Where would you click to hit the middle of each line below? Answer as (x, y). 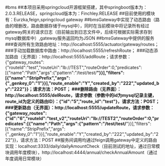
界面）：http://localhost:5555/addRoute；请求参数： (79, 57)
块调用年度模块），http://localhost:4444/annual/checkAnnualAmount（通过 (81, 152)
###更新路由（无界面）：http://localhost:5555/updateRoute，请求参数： (80, 107)
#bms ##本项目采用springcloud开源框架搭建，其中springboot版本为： (76, 7)
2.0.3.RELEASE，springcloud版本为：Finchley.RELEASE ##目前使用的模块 (80, 13)
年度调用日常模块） (25, 159)
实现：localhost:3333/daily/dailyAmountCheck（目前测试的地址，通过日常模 (82, 146)
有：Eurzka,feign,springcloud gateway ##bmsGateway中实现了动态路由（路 (82, 20)
